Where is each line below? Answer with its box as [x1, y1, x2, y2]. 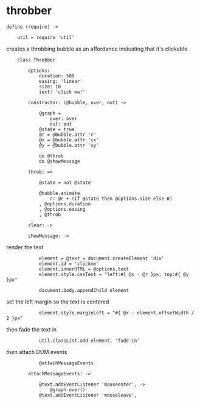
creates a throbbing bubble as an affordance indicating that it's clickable [6, 45, 188, 52]
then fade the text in [6, 325, 57, 333]
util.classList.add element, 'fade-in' [38, 338, 140, 344]
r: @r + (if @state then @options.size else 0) [49, 196, 173, 202]
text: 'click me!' [38, 89, 86, 95]
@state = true [38, 126, 75, 132]
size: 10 [38, 83, 61, 90]
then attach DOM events [6, 348, 67, 355]
